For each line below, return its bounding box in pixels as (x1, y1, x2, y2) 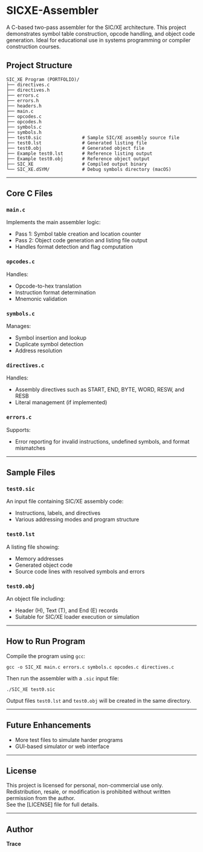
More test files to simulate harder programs (14, 736, 123, 743)
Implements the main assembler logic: (6, 219, 101, 226)
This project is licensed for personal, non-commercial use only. (6, 782, 164, 789)
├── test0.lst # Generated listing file (6, 140, 147, 146)
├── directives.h (6, 87, 50, 93)
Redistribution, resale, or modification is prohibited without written (6, 788, 171, 795)
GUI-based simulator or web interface (14, 743, 110, 750)
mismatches (14, 444, 46, 451)
